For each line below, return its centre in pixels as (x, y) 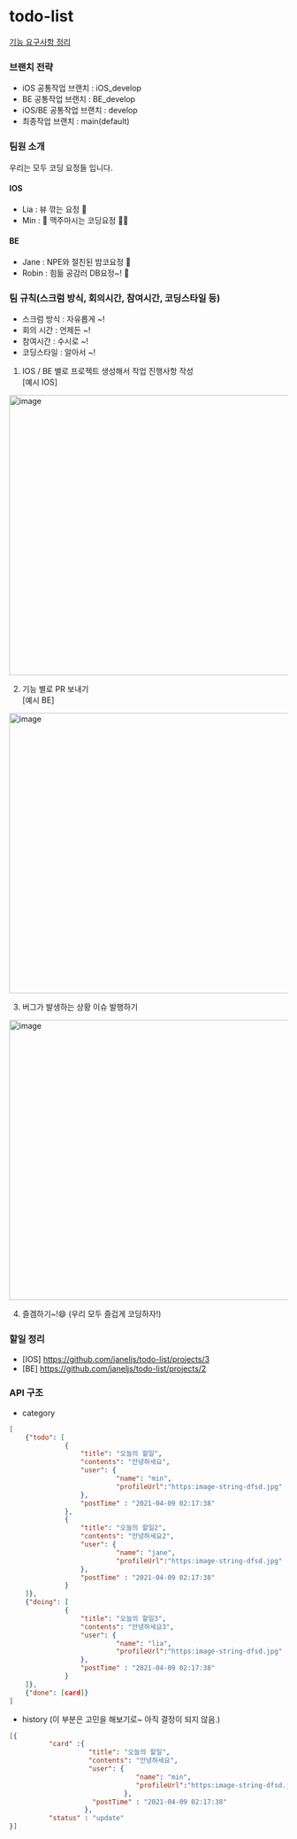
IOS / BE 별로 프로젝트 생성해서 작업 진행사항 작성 (108, 371)
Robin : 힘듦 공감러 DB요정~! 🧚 (76, 273)
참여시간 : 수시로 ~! (55, 341)
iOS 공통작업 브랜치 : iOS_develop (81, 88)
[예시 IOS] (40, 382)
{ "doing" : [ (47, 1602)
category (38, 1413)
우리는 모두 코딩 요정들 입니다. (61, 168)
